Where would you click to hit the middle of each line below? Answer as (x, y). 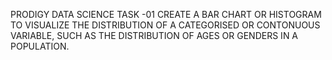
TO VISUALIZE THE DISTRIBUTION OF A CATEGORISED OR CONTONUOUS (165, 25)
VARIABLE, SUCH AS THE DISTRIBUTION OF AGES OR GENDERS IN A (154, 35)
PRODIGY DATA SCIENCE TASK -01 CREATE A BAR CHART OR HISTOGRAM (166, 14)
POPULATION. (40, 46)
